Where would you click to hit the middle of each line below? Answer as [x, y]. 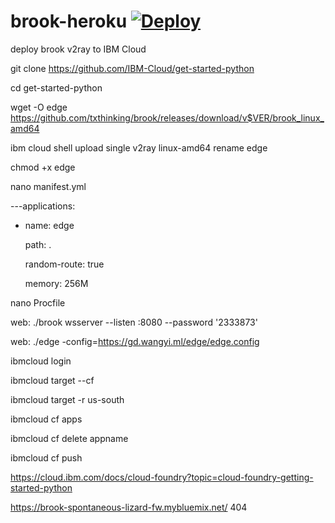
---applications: [43, 206]
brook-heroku [69, 21]
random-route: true [64, 264]
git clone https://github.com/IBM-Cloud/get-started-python [132, 68]
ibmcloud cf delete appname [69, 438]
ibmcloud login [41, 361]
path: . [38, 244]
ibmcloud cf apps [46, 419]
